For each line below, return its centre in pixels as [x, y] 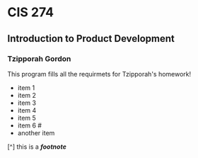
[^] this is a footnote [37, 147]
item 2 [27, 95]
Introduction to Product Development [91, 39]
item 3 [27, 103]
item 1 [26, 88]
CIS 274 [31, 12]
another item [36, 132]
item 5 [27, 118]
